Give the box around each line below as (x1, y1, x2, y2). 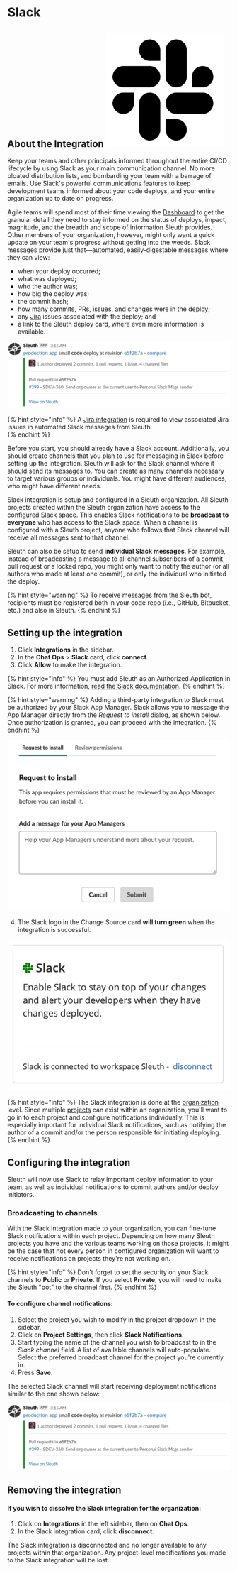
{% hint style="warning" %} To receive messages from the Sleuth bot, (7, 591, 212, 600)
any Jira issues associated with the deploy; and (17, 312, 156, 320)
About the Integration (7, 138, 104, 150)
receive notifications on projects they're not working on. (7, 1254, 171, 1263)
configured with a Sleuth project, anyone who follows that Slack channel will (7, 526, 230, 535)
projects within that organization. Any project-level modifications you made (7, 1548, 226, 1557)
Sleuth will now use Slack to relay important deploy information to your (7, 1176, 214, 1183)
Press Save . (17, 1368, 53, 1376)
